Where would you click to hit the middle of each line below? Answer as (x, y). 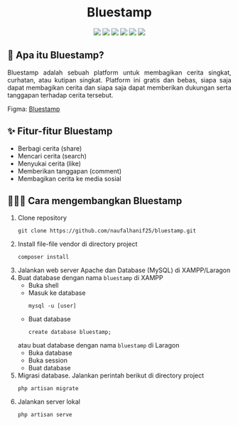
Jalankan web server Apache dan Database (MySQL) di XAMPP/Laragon (124, 270)
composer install (43, 257)
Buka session (48, 360)
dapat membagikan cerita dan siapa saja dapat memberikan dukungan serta (119, 87)
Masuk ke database (57, 293)
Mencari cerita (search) (52, 156)
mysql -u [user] (52, 306)
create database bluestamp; (70, 332)
